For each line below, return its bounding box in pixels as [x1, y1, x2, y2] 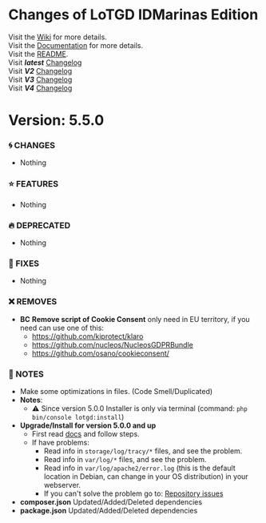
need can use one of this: [19, 323, 104, 332]
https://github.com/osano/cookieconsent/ [31, 348, 170, 358]
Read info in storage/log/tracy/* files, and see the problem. [43, 446, 243, 456]
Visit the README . [8, 49, 69, 58]
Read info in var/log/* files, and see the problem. [43, 454, 207, 464]
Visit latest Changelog [8, 58, 82, 67]
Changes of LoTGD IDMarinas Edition [8, 6, 259, 24]
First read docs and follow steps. [31, 428, 140, 438]
